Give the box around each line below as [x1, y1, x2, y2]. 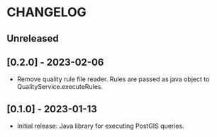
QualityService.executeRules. [16, 83, 104, 91]
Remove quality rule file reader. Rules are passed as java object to [16, 75, 210, 83]
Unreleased [6, 32, 60, 44]
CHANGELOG [6, 4, 87, 20]
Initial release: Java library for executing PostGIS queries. [16, 121, 185, 131]
